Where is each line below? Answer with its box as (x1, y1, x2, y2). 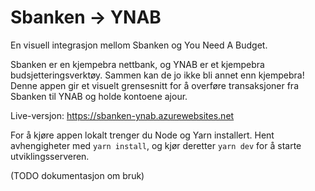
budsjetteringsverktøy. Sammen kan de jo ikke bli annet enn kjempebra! (10, 69, 305, 81)
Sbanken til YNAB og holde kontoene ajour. (10, 90, 188, 102)
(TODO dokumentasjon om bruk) (10, 169, 145, 181)
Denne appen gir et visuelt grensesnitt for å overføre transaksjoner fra (10, 79, 300, 91)
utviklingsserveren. (10, 150, 90, 162)
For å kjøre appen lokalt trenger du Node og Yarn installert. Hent (10, 129, 275, 141)
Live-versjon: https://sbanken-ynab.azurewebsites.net (10, 109, 235, 121)
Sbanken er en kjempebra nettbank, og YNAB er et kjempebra (10, 58, 265, 70)
